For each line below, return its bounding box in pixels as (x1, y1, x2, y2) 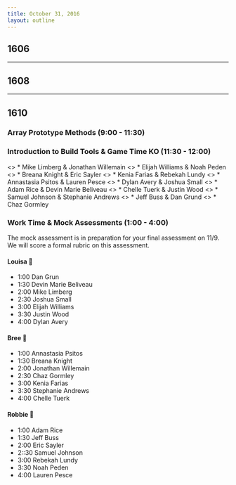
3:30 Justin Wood (17, 310, 70, 318)
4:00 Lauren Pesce (17, 470, 73, 479)
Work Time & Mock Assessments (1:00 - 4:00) (7, 217, 169, 227)
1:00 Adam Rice (17, 426, 63, 434)
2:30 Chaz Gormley (17, 372, 74, 380)
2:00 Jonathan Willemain (17, 364, 90, 373)
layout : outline (7, 17, 55, 24)
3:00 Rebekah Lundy (17, 455, 79, 464)
